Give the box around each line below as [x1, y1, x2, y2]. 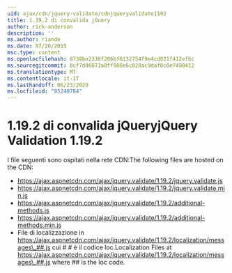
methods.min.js [17, 221, 62, 230]
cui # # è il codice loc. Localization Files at [52, 243, 172, 251]
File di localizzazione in [17, 228, 85, 237]
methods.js [17, 206, 50, 214]
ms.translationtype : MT [7, 68, 77, 75]
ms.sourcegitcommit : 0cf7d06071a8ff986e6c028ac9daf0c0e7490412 [7, 62, 195, 69]
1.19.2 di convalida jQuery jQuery [7, 118, 199, 134]
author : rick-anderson [7, 23, 73, 30]
